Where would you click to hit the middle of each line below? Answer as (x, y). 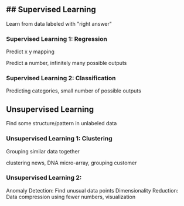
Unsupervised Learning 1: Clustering (59, 139)
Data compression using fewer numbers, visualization (71, 197)
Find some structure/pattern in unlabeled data (62, 123)
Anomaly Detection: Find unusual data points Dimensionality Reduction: (92, 190)
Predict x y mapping (30, 51)
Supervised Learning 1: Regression (57, 39)
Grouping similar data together (43, 151)
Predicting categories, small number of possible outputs (74, 91)
